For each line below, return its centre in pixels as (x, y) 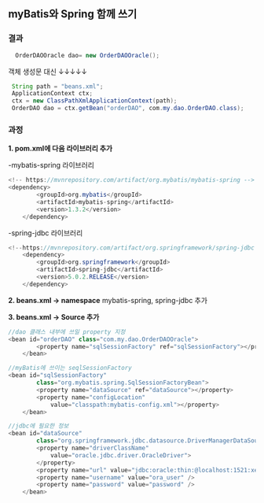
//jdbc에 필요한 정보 (38, 426)
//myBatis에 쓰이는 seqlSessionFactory (70, 368)
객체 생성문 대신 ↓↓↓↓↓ (48, 71)
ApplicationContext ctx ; (52, 94)
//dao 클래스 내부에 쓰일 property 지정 (67, 332)
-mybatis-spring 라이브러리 (51, 165)
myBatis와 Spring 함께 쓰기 (73, 14)
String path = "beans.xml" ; (57, 86)
